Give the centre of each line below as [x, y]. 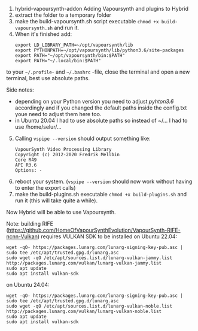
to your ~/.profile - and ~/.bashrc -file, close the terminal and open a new [98, 72]
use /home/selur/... [38, 127]
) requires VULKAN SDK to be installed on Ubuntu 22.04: [107, 236]
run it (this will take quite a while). [56, 201]
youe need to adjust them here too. [58, 114]
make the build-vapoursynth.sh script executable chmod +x [87, 21]
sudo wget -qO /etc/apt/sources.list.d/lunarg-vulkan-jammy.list [89, 258]
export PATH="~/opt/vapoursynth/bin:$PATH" [70, 56]
